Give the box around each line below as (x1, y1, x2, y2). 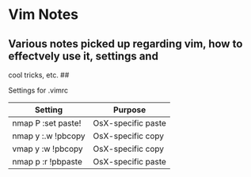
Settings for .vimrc (8, 85, 69, 95)
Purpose (113, 104, 146, 115)
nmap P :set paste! (12, 118, 82, 128)
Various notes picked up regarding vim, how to (8, 37, 243, 51)
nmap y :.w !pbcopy (12, 130, 86, 141)
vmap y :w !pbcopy (12, 144, 83, 154)
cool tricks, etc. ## (8, 70, 70, 80)
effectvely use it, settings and (8, 49, 158, 62)
